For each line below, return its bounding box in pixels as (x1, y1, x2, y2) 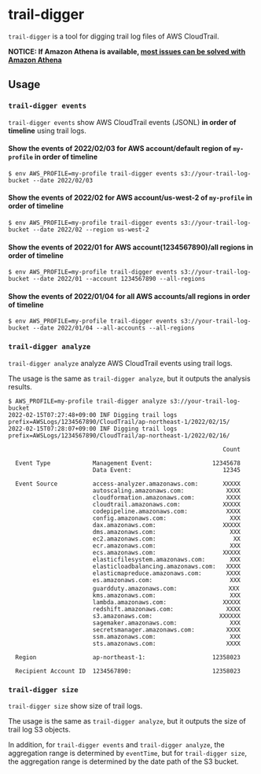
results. (8, 381, 33, 391)
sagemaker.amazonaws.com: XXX (92, 619, 241, 627)
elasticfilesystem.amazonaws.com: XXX (92, 555, 241, 563)
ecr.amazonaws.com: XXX (92, 541, 241, 550)
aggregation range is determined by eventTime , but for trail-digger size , (8, 749, 248, 758)
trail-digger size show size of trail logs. (8, 702, 143, 711)
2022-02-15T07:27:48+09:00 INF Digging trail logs (8, 411, 178, 418)
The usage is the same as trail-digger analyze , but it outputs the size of (8, 717, 246, 726)
